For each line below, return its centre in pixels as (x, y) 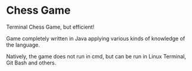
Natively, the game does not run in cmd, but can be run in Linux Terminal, (96, 56)
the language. (23, 45)
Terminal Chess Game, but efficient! (50, 27)
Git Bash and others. (31, 63)
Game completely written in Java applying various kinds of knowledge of (96, 38)
